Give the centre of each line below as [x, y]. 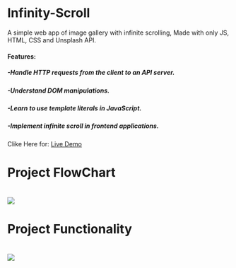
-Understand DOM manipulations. [59, 91]
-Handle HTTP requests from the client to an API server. [91, 73]
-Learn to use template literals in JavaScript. [75, 108]
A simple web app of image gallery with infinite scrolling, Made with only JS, [118, 33]
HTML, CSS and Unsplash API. [52, 40]
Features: [22, 56]
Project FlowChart [61, 172]
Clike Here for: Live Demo [45, 144]
